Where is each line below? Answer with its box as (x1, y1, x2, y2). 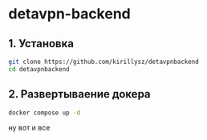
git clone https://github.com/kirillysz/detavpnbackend (8, 58, 199, 66)
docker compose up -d (8, 109, 81, 117)
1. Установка (8, 37, 75, 50)
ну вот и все (8, 123, 51, 133)
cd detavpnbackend (8, 65, 70, 73)
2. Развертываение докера (8, 87, 151, 101)
